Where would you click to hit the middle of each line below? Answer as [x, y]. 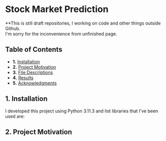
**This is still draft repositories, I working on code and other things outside [83, 23]
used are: [15, 116]
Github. [13, 28]
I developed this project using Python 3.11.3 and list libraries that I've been [82, 111]
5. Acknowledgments [34, 83]
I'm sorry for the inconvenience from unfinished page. [61, 34]
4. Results [23, 78]
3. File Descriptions [33, 72]
